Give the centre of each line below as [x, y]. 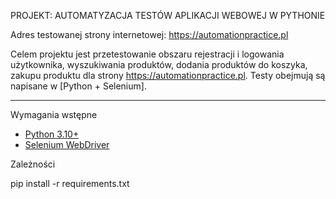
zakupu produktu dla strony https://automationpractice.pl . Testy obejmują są [168, 75]
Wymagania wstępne [54, 114]
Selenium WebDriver [67, 144]
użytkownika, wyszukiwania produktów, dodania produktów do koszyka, [159, 64]
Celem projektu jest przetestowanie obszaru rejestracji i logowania [147, 54]
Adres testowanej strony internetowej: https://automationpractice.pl [149, 34]
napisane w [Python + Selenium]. [78, 86]
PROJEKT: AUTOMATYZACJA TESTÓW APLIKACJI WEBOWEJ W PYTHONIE [168, 15]
